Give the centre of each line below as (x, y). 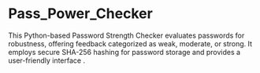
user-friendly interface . (46, 60)
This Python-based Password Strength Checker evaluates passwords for (126, 35)
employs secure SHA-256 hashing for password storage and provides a (124, 52)
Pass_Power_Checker (81, 14)
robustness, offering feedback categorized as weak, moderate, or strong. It (130, 43)
